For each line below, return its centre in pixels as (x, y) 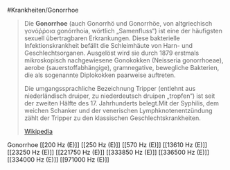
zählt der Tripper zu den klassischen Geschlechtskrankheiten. (112, 118)
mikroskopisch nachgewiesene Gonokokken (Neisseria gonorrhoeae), (124, 60)
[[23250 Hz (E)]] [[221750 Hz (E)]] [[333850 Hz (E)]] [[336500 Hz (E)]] (108, 152)
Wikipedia (38, 131)
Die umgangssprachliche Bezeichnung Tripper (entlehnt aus (110, 88)
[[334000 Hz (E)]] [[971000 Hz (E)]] (58, 160)
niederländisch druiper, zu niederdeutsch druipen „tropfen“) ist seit (120, 96)
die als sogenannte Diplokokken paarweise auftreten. (100, 75)
